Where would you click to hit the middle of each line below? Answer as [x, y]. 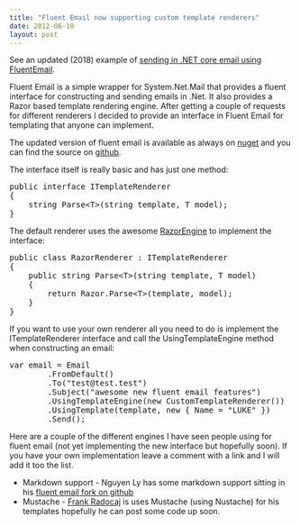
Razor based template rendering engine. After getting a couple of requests [148, 106]
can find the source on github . [65, 152]
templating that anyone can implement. [82, 125]
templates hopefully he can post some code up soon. [121, 511]
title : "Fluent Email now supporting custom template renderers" [134, 18]
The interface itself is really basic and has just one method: [119, 170]
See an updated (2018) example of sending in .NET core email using [136, 60]
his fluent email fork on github [78, 493]
